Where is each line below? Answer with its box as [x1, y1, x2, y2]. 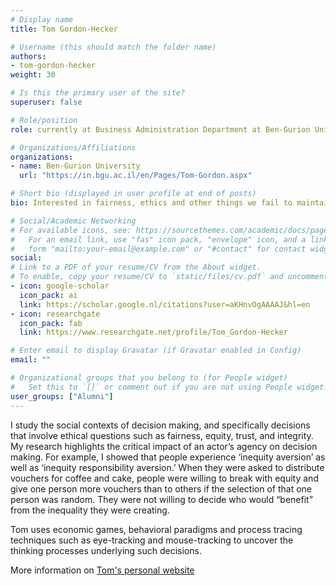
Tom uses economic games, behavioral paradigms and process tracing [10, 523, 303, 535]
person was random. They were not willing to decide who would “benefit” [10, 493, 313, 505]
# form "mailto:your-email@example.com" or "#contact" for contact [10, 244, 307, 254]
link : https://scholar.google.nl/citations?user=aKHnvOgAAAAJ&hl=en [19, 299, 311, 310]
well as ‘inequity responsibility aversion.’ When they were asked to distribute [10, 461, 325, 473]
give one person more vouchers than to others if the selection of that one [10, 482, 312, 495]
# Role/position [10, 115, 78, 125]
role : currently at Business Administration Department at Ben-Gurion [10, 124, 311, 135]
